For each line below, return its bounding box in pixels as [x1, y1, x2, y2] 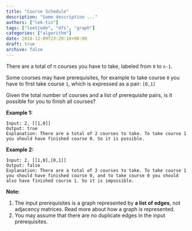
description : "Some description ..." [6, 14, 98, 20]
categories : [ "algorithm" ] [6, 30, 72, 36]
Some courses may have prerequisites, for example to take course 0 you [6, 74, 180, 81]
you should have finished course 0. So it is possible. [6, 136, 145, 142]
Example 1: [6, 109, 33, 116]
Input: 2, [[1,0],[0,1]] [6, 157, 67, 163]
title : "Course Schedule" [6, 8, 69, 15]
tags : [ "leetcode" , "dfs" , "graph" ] [6, 25, 95, 31]
